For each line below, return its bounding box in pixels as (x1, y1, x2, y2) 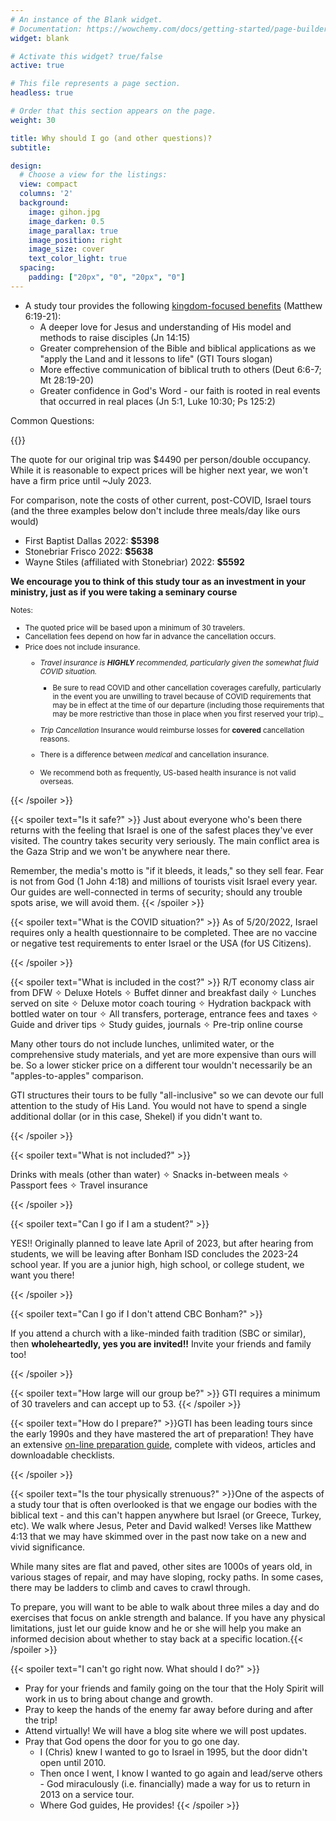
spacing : (19, 263, 56, 273)
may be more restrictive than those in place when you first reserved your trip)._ (52, 709, 324, 720)
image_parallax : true (28, 226, 118, 236)
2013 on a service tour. (39, 1789, 135, 1801)
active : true (10, 61, 65, 71)
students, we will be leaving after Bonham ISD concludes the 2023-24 (10, 1248, 299, 1260)
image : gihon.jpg (28, 207, 101, 217)
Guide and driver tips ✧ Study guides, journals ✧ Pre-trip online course (10, 1019, 303, 1031)
